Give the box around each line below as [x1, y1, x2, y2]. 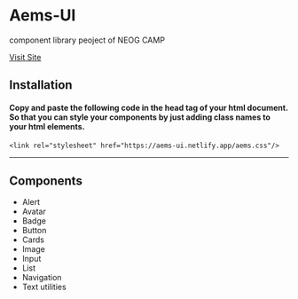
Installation [9, 77, 73, 93]
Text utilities [21, 281, 67, 293]
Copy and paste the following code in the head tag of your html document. [9, 102, 288, 113]
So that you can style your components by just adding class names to [9, 112, 271, 122]
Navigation [21, 272, 62, 283]
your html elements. [9, 121, 86, 131]
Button [21, 225, 47, 236]
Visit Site [9, 51, 42, 62]
